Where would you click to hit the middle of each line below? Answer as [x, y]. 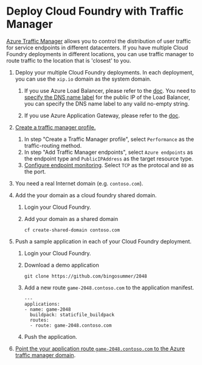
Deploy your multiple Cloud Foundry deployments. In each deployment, [104, 72]
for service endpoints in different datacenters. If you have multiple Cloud [97, 48]
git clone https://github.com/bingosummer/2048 [85, 276]
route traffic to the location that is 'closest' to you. [69, 60]
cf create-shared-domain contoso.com [72, 230]
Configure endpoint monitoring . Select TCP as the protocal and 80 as [109, 165]
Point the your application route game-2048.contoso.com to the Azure [100, 349]
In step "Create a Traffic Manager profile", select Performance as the [109, 139]
